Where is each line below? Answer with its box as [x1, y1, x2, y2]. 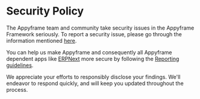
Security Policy [6, 4, 84, 18]
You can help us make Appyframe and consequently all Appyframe [6, 48, 172, 56]
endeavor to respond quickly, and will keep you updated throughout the [6, 80, 184, 87]
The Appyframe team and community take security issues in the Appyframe [6, 24, 195, 31]
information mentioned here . [6, 37, 77, 44]
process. [6, 86, 28, 93]
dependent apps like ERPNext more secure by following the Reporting [6, 55, 180, 62]
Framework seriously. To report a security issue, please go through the [6, 30, 182, 37]
